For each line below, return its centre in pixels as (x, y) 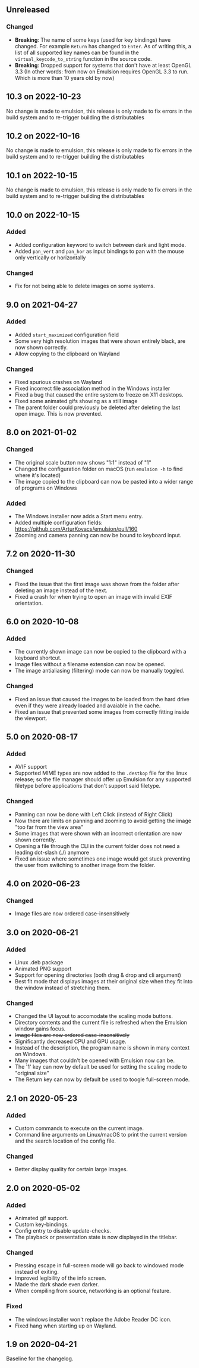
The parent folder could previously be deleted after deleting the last (97, 407)
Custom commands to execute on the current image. (79, 1128)
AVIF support (31, 767)
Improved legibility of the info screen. (61, 1278)
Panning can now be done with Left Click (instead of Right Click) (94, 814)
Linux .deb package (39, 962)
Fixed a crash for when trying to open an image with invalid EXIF (94, 596)
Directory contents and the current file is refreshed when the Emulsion (101, 1023)
